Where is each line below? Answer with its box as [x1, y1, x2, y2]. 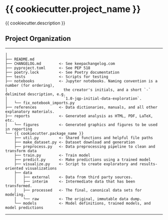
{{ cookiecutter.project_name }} [5, 3, 141, 15]
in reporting [5, 126, 32, 132]
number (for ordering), [5, 83, 55, 88]
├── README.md [5, 56, 35, 62]
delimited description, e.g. [5, 91, 66, 97]
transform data [5, 148, 37, 153]
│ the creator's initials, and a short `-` [5, 87, 151, 92]
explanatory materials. [5, 109, 55, 114]
